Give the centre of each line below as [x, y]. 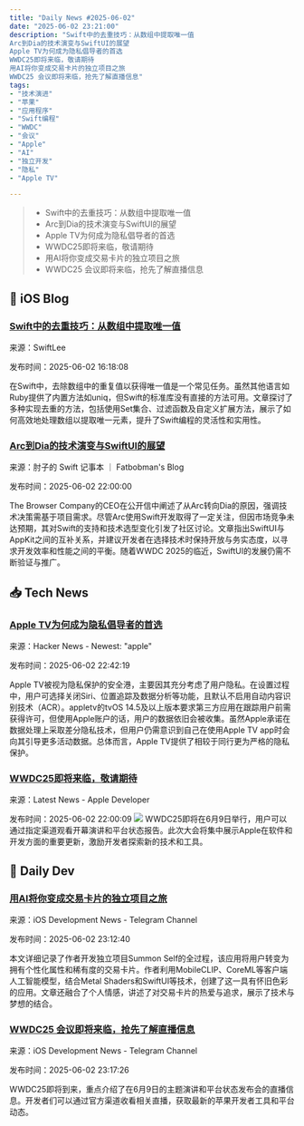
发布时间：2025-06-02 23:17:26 [69, 1070]
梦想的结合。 [33, 1004]
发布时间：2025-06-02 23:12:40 [70, 938]
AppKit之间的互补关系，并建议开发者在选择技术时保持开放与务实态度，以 [145, 539]
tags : [19, 85]
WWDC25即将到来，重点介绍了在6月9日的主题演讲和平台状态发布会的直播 [148, 1090]
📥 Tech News [49, 592]
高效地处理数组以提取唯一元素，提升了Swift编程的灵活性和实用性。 [142, 420]
